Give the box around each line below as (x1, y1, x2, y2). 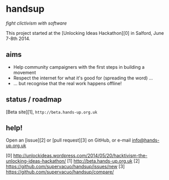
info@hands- (132, 137, 160, 144)
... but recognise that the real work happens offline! (13, 80, 122, 86)
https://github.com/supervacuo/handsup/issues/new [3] (6, 164, 125, 170)
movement (13, 69, 36, 75)
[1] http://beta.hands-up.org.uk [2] (67, 158, 140, 164)
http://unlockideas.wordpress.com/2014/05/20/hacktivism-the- (13, 152, 148, 159)
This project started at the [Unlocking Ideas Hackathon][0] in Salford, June (6, 30, 164, 36)
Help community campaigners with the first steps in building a (13, 64, 145, 70)
